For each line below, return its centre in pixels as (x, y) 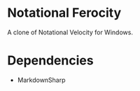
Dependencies (50, 61)
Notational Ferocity (64, 13)
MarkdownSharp (41, 80)
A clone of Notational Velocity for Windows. (70, 32)
